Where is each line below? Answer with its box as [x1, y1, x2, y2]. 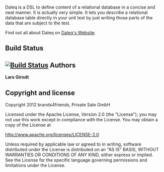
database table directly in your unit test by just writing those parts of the [5, 15, 153, 20]
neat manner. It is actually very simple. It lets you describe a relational [5, 9, 148, 15]
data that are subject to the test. [5, 20, 71, 26]
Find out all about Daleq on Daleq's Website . [5, 30, 96, 35]
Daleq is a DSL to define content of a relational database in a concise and [5, 4, 156, 10]
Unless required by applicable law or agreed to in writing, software [5, 141, 142, 147]
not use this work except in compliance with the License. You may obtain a [5, 117, 158, 123]
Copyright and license [5, 88, 76, 97]
